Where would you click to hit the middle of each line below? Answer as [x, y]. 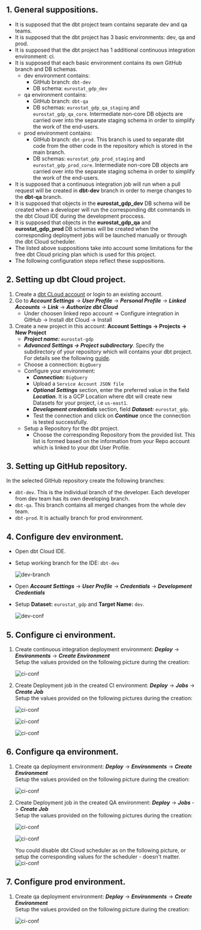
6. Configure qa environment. [62, 752]
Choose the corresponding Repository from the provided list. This [114, 435]
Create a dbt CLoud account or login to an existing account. [89, 294]
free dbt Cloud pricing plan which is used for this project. [85, 254]
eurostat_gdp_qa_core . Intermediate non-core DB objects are [108, 114]
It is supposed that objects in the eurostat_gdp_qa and [83, 222]
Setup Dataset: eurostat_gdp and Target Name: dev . [79, 604]
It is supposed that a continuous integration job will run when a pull [98, 184]
